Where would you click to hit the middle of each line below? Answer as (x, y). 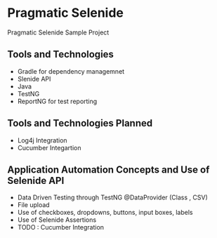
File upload (34, 205)
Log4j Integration (42, 140)
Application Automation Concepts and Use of (108, 170)
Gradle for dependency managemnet (71, 71)
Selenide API (36, 180)
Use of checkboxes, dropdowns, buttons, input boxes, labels (105, 213)
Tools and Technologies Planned (80, 123)
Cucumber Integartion (49, 147)
